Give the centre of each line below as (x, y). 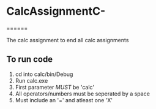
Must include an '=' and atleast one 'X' (64, 100)
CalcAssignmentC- (56, 11)
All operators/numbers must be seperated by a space (82, 94)
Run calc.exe (32, 80)
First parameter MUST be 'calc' (55, 87)
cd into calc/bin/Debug (44, 74)
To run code (30, 59)
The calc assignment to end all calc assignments (68, 40)
